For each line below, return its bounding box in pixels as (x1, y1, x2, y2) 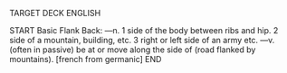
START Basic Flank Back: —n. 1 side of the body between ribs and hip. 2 (9, 25, 279, 35)
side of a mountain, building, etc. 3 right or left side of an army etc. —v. (9, 35, 275, 45)
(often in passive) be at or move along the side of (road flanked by (9, 44, 256, 55)
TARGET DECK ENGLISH (9, 8, 101, 18)
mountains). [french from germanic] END (9, 54, 162, 64)
